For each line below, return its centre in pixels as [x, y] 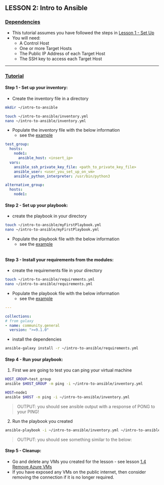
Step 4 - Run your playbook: [34, 359]
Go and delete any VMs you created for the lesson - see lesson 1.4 [79, 462]
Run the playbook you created [42, 421]
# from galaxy [20, 321]
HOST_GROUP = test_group [28, 379]
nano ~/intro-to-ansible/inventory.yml [46, 121]
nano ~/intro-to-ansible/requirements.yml [49, 284]
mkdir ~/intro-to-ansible [31, 107]
